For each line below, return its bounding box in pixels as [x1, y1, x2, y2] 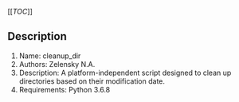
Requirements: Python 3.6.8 [18, 84, 111, 94]
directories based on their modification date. [18, 76, 165, 86]
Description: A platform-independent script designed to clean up [18, 68, 232, 77]
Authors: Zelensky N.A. [18, 59, 96, 69]
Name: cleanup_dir [18, 51, 81, 61]
